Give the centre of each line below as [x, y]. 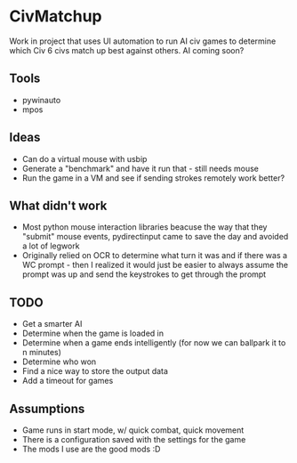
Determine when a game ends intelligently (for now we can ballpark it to [154, 343]
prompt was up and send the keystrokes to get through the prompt [144, 274]
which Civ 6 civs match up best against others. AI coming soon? [127, 50]
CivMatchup [56, 16]
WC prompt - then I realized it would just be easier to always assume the [155, 265]
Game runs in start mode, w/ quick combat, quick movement [133, 430]
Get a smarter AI [52, 324]
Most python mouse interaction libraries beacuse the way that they [144, 227]
